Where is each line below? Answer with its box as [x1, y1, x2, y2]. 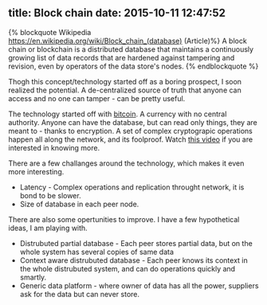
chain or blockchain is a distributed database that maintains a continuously [8, 44, 253, 54]
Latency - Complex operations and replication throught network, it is [19, 182, 245, 192]
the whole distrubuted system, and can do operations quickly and [19, 264, 236, 273]
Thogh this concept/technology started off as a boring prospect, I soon [8, 76, 241, 86]
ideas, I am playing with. [8, 223, 88, 233]
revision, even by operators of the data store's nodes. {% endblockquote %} [8, 61, 259, 71]
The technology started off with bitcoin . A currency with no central [8, 109, 227, 119]
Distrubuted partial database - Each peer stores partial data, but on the [19, 238, 253, 248]
